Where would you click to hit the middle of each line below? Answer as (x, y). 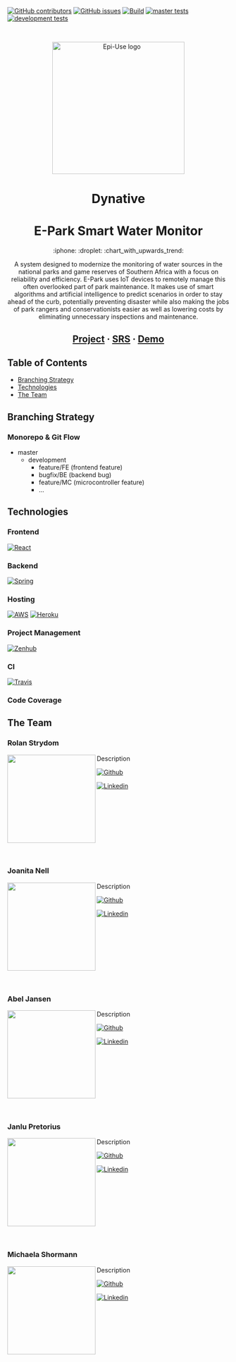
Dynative (118, 199)
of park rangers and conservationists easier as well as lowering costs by (118, 309)
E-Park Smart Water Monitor (118, 231)
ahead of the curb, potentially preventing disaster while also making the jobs (118, 302)
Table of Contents (48, 363)
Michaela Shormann (43, 1255)
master (28, 453)
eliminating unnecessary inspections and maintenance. (118, 317)
